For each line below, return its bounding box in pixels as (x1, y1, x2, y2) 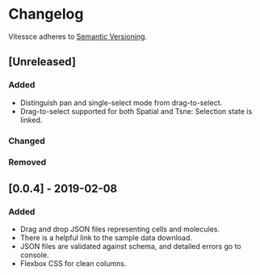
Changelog (8, 5, 84, 23)
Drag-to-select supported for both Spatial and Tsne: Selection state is (19, 106, 253, 116)
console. (19, 250, 49, 260)
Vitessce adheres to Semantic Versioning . (8, 32, 148, 41)
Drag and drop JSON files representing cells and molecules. (19, 224, 220, 235)
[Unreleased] (8, 55, 77, 69)
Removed (8, 157, 47, 168)
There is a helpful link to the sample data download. (19, 233, 192, 243)
